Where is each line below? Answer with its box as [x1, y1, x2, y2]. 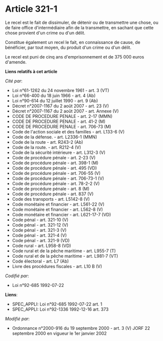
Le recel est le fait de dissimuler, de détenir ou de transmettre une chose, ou [5, 19, 159, 25]
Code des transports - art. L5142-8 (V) [12, 196, 90, 202]
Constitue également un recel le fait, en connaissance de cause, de [5, 39, 141, 45]
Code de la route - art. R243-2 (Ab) [12, 139, 83, 145]
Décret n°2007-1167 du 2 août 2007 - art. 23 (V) [12, 103, 109, 109]
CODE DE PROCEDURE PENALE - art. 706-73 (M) [12, 123, 111, 130]
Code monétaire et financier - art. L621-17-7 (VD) [12, 211, 111, 217]
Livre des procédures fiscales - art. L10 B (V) [12, 263, 102, 269]
